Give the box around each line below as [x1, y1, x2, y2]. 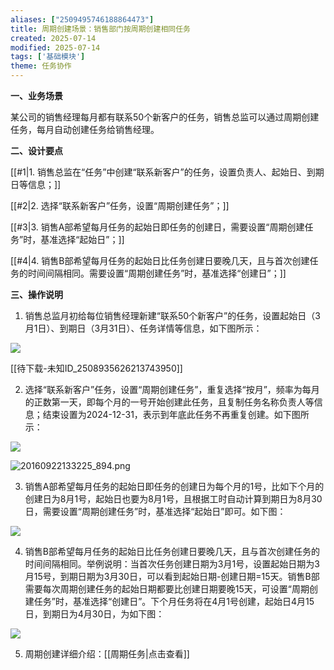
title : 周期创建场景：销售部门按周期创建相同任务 [10, 24, 191, 34]
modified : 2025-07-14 [10, 42, 101, 53]
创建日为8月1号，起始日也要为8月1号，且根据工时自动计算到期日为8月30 [24, 493, 323, 505]
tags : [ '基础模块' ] [10, 52, 86, 62]
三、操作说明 [10, 289, 63, 300]
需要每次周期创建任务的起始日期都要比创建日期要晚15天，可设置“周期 [24, 583, 310, 595]
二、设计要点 [10, 145, 63, 156]
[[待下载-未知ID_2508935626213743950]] [10, 362, 183, 374]
